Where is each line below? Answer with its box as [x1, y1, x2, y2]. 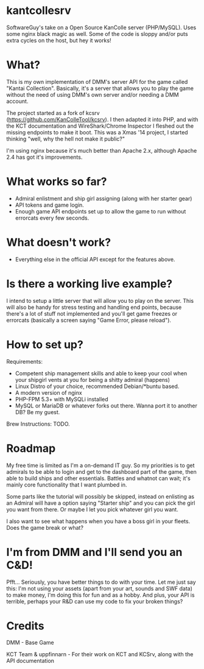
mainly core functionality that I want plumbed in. [6, 481, 127, 488]
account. [6, 97, 29, 105]
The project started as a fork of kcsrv [6, 109, 100, 116]
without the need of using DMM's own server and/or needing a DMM [6, 91, 179, 98]
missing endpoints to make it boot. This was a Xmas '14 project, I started [6, 128, 188, 136]
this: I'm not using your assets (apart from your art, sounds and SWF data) [6, 584, 193, 592]
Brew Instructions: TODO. [6, 420, 70, 428]
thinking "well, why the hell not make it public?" [6, 135, 125, 142]
